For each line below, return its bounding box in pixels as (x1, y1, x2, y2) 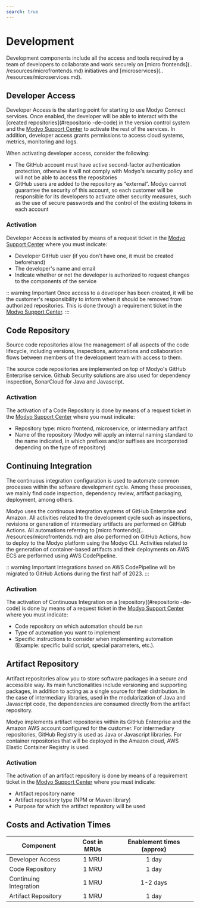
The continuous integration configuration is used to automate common (6, 477, 180, 484)
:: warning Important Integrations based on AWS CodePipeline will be (6, 563, 176, 570)
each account (14, 205, 49, 213)
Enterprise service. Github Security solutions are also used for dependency (6, 372, 190, 379)
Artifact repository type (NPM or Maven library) (14, 796, 131, 803)
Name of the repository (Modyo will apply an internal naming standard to (14, 431, 193, 438)
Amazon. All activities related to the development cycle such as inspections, (6, 514, 192, 521)
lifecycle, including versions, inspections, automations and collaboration (6, 348, 183, 355)
